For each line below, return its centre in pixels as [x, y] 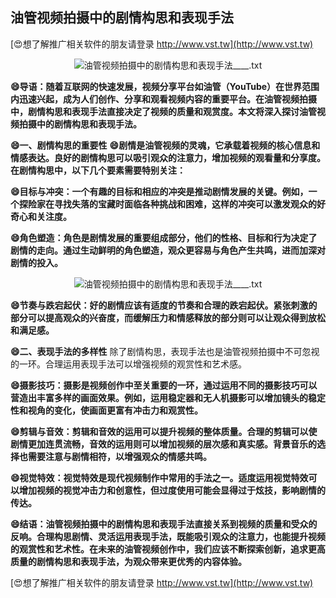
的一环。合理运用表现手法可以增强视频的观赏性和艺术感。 [128, 364]
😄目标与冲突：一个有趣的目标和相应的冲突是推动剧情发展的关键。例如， [159, 191]
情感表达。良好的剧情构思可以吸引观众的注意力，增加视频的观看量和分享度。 [168, 157]
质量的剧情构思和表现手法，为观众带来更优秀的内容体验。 [128, 561]
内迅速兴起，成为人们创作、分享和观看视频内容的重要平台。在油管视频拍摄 [163, 99]
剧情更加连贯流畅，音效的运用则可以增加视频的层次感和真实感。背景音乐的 [163, 444]
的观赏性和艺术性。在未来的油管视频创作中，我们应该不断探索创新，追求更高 [168, 549]
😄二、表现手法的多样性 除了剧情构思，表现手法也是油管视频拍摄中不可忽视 [165, 351]
